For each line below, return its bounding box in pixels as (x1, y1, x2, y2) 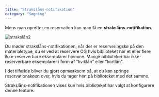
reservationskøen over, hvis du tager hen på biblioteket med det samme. (5, 73, 149, 79)
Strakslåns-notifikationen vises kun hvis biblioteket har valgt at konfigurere (5, 82, 154, 88)
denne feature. (5, 87, 35, 93)
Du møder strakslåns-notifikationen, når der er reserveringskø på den (5, 43, 144, 49)
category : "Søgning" (5, 12, 47, 16)
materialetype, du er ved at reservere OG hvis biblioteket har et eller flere (5, 48, 151, 54)
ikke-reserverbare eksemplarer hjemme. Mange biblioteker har (5, 53, 130, 59)
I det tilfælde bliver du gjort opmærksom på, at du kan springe (5, 68, 129, 73)
